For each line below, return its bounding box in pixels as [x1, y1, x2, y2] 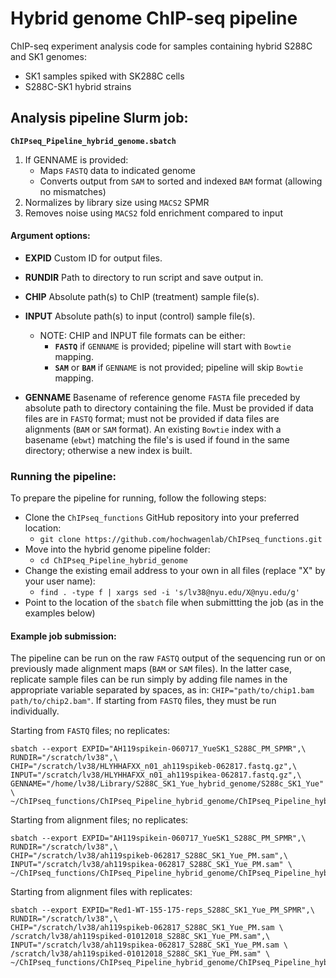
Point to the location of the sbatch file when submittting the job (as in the [24, 597, 324, 609]
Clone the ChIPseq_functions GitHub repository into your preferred [24, 512, 300, 524]
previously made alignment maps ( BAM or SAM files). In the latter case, [10, 663, 292, 675]
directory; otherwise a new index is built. [24, 444, 193, 456]
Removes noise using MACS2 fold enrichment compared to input [24, 207, 283, 219]
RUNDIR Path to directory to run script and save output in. [24, 271, 264, 283]
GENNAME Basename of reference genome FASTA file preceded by [24, 391, 301, 403]
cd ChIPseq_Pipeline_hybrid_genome [39, 556, 188, 566]
